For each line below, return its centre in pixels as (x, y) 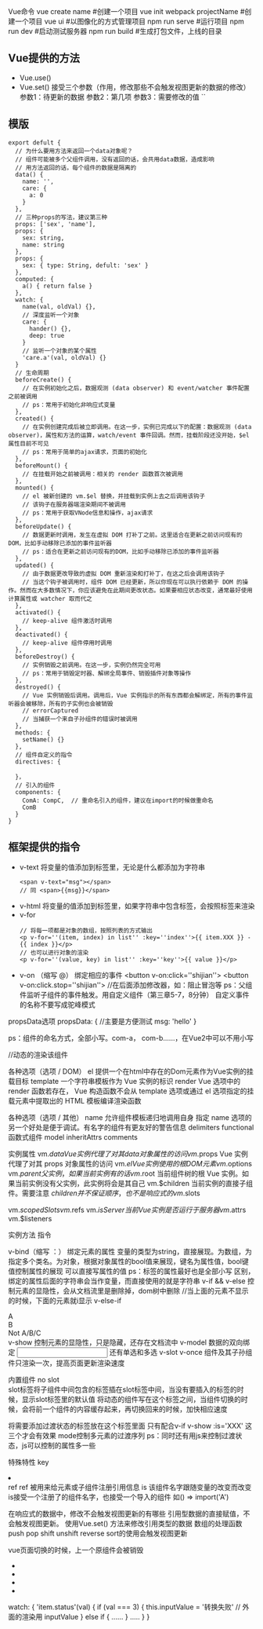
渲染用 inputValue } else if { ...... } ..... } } (86, 1617)
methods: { (33, 733)
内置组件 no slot (34, 1380)
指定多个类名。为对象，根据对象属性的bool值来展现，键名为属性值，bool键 (128, 1261)
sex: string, (43, 238)
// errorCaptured (50, 710)
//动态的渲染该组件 (38, 1055)
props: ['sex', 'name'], (56, 224)
